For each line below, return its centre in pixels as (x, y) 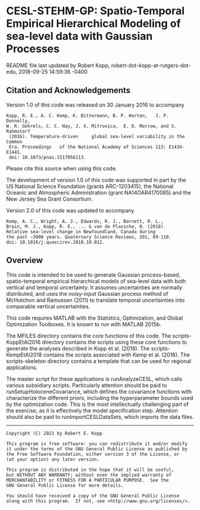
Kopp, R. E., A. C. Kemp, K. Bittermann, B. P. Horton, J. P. (87, 115)
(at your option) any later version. (53, 459)
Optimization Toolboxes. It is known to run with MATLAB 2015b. (84, 324)
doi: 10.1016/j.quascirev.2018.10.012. (56, 242)
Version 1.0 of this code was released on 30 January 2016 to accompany (95, 105)
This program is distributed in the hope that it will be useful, (90, 470)
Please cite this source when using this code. (62, 168)
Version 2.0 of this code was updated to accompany (70, 210)
